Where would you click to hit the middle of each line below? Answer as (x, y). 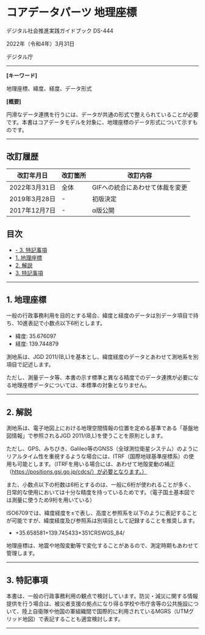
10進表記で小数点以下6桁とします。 (61, 323)
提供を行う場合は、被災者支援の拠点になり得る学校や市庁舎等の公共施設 (97, 603)
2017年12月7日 (33, 210)
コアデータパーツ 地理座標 (72, 13)
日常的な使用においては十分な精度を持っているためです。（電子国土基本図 (98, 492)
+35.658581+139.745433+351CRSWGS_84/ (70, 533)
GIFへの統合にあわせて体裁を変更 (140, 187)
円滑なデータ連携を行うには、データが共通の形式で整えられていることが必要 (103, 115)
